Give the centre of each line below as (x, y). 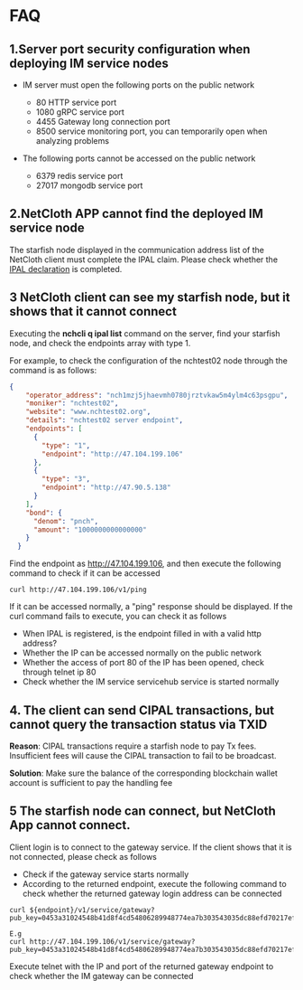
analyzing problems (73, 141)
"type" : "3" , (66, 479)
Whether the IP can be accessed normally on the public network (142, 653)
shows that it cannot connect (93, 311)
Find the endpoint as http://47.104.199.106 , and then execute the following (145, 564)
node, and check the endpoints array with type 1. (100, 343)
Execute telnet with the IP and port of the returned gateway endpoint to (142, 966)
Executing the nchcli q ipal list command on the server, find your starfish (145, 333)
